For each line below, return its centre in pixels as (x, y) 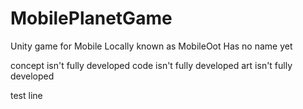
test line (26, 95)
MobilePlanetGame (91, 18)
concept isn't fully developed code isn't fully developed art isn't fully (151, 65)
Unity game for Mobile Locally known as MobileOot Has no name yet (151, 46)
